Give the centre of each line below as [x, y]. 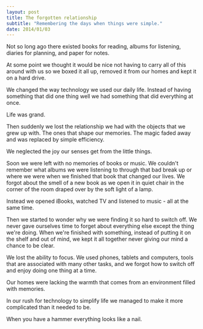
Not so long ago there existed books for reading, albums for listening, [94, 47]
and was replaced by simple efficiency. [56, 140]
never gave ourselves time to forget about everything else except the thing [100, 226]
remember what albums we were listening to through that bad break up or [99, 170]
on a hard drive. [26, 78]
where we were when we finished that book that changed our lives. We [96, 176]
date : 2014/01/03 [28, 29]
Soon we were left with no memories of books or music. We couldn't [92, 164]
